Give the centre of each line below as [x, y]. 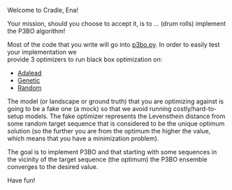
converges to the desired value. [53, 167]
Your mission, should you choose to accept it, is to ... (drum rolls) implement [117, 23]
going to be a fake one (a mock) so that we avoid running [89, 109]
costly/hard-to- [195, 109]
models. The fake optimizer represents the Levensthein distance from [125, 116]
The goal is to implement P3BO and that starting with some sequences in [112, 152]
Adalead [29, 73]
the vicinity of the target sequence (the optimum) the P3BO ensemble [107, 159]
